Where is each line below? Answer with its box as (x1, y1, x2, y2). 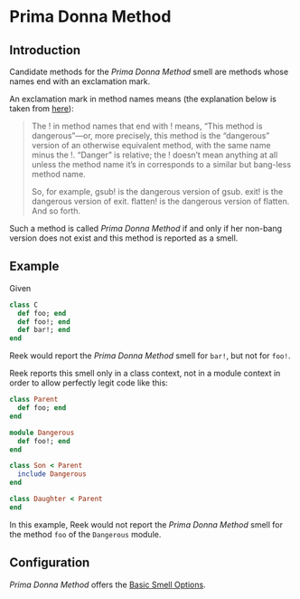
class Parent (9, 395, 59, 404)
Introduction (9, 43, 81, 58)
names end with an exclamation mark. (9, 76, 151, 87)
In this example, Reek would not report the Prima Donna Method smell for (9, 518, 283, 530)
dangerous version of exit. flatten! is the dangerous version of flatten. (31, 196, 290, 206)
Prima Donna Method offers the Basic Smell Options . (9, 579, 206, 590)
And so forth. (31, 205, 81, 216)
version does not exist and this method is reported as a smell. (9, 233, 239, 243)
